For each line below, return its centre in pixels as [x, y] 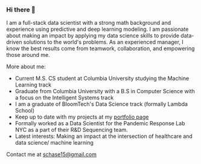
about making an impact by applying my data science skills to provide [93, 36]
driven [14, 42]
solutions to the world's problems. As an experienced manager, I [104, 42]
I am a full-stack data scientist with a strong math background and [89, 23]
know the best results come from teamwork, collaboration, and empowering [101, 48]
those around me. [28, 55]
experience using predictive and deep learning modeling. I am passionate [97, 29]
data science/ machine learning [54, 143]
